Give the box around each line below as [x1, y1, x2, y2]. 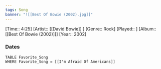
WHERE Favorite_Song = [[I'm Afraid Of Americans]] [5, 59, 115, 64]
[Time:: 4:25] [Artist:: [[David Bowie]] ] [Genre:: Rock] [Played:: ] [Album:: [5, 25, 156, 31]
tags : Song [5, 7, 28, 12]
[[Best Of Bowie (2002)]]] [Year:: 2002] [5, 31, 87, 37]
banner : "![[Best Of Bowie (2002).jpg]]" [5, 12, 93, 17]
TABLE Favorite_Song [5, 54, 49, 60]
